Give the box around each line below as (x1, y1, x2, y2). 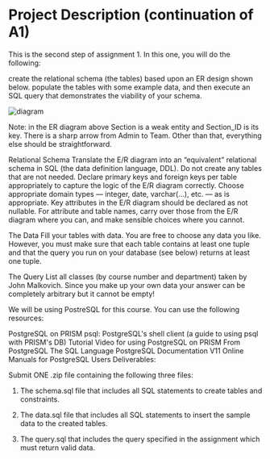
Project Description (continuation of (8, 6, 254, 24)
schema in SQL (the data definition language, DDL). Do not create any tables (8, 163, 262, 173)
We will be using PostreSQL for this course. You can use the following (8, 304, 240, 314)
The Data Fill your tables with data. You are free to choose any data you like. (8, 230, 262, 240)
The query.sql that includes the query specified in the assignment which (19, 434, 260, 444)
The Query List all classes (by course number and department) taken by (8, 272, 247, 282)
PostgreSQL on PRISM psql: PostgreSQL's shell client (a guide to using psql (8, 328, 259, 338)
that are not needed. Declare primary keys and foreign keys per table (8, 172, 238, 182)
